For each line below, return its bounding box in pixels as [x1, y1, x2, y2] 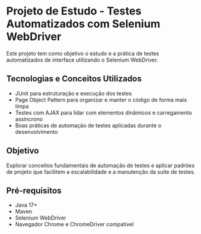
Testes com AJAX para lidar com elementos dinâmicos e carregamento [14, 109, 192, 116]
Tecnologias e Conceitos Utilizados [6, 74, 142, 84]
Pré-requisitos [6, 185, 62, 195]
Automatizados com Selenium [6, 17, 161, 31]
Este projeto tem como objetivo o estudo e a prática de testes [6, 49, 159, 57]
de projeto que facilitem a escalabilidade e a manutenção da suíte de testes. [6, 168, 196, 175]
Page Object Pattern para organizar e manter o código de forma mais [14, 96, 187, 103]
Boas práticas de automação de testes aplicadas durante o [14, 122, 162, 129]
